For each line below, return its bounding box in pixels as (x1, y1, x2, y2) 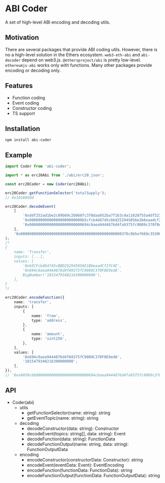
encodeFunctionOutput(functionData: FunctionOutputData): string (27, 472, 160, 478)
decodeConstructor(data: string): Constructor (27, 426, 119, 431)
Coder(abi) (12, 399, 34, 405)
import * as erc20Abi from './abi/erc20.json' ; (5, 173, 105, 178)
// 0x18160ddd (5, 195, 34, 200)
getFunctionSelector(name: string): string (27, 410, 110, 416)
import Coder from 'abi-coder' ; (5, 164, 71, 169)
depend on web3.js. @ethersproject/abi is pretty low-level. (22, 57, 141, 63)
